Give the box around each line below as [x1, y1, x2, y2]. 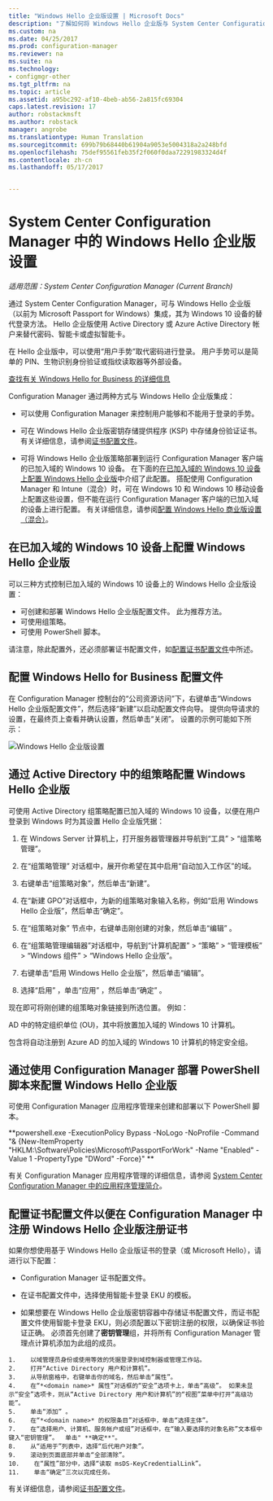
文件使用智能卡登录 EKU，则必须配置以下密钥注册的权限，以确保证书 [27, 1318, 258, 1328]
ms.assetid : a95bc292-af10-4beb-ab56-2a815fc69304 [8, 95, 184, 103]
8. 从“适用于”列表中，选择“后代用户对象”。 [8, 1442, 148, 1451]
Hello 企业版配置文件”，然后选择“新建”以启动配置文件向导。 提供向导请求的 [8, 704, 260, 713]
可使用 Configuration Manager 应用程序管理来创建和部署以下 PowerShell [8, 1101, 251, 1112]
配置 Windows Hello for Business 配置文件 [8, 670, 223, 684]
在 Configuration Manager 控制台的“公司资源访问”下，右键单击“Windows [8, 693, 252, 703]
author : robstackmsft [8, 111, 82, 119]
